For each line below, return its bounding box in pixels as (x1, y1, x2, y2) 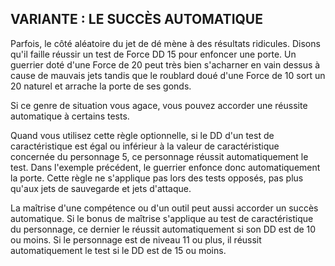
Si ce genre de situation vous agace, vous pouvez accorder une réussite (10, 99, 308, 111)
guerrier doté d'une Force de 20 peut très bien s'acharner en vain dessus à (10, 58, 321, 71)
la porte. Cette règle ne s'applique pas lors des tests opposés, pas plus (10, 172, 304, 184)
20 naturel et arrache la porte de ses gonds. (10, 80, 192, 92)
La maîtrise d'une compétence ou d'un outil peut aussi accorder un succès (10, 202, 319, 214)
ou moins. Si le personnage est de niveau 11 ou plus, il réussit (10, 233, 262, 246)
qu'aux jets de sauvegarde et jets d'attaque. (10, 182, 192, 194)
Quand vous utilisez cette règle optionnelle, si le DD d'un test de (10, 129, 275, 141)
